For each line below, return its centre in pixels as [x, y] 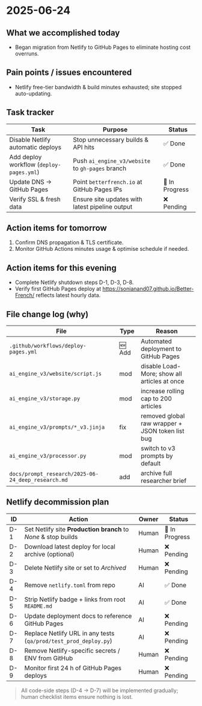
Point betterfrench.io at [108, 181]
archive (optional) [49, 554]
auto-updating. [33, 93]
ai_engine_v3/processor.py [48, 456]
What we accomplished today [63, 33]
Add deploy [26, 157]
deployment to [161, 349]
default [151, 464]
